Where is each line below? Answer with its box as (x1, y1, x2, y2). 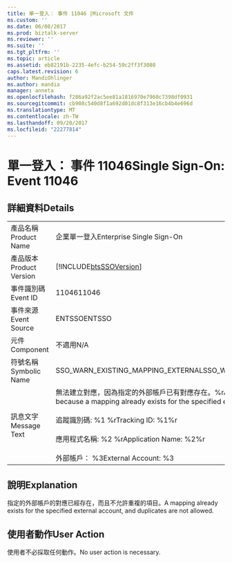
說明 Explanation (7, 479, 78, 491)
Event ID (10, 293, 38, 303)
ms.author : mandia (7, 81, 60, 88)
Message (10, 421, 41, 431)
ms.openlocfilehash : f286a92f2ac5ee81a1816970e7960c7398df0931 (7, 94, 193, 101)
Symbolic (10, 367, 41, 376)
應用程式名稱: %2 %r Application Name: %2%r (55, 434, 206, 444)
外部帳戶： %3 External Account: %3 (55, 454, 175, 463)
